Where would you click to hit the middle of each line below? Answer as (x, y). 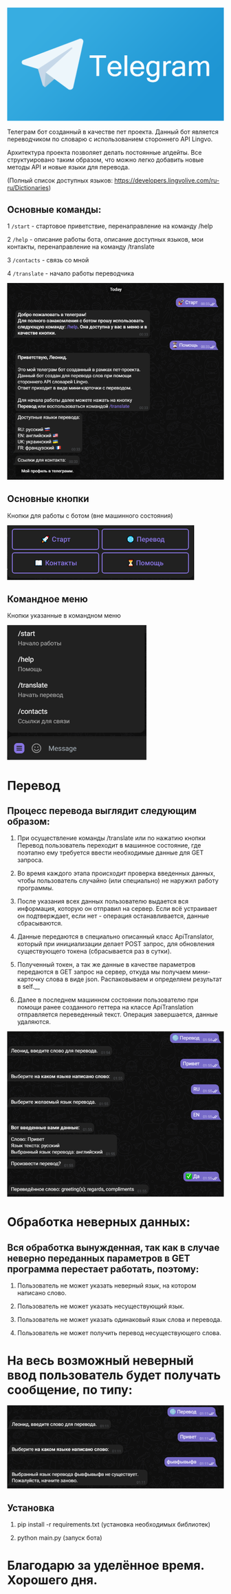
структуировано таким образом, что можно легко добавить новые (106, 160)
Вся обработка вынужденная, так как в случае (113, 1247)
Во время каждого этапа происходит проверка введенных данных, (116, 873)
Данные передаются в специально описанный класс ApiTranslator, (115, 936)
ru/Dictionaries (28, 188)
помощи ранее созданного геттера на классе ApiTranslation (105, 1007)
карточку (31, 979)
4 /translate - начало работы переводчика (71, 273)
